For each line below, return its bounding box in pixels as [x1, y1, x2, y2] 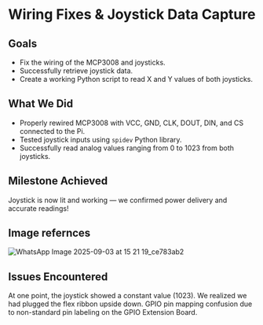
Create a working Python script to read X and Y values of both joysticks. [19, 75, 254, 83]
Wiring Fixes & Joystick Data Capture [8, 6, 256, 24]
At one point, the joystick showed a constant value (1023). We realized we [8, 291, 247, 301]
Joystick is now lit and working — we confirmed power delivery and [8, 195, 228, 205]
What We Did [8, 97, 74, 111]
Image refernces [8, 227, 91, 240]
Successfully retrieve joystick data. [19, 66, 133, 76]
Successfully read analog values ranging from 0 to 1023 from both [19, 143, 234, 153]
